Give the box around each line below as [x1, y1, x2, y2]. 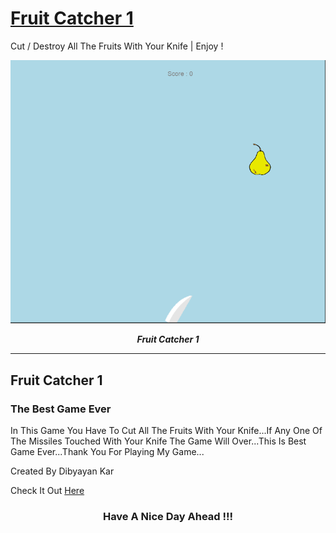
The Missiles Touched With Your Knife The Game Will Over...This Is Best [10, 435, 307, 447]
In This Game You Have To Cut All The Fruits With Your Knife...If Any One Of [10, 424, 323, 436]
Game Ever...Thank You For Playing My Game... [10, 445, 205, 457]
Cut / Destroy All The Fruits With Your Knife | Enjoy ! [10, 40, 224, 52]
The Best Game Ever [10, 402, 112, 416]
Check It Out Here [10, 484, 85, 496]
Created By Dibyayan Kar [10, 465, 115, 477]
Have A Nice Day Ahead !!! [102, 509, 234, 523]
